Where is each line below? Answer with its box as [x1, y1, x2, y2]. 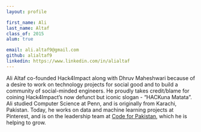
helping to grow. [6, 119, 46, 126]
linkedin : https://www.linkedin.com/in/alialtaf [6, 58, 130, 64]
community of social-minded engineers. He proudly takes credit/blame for [6, 87, 190, 94]
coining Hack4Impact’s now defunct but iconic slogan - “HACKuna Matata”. [6, 93, 192, 100]
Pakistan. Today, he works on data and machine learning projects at [6, 106, 174, 113]
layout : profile [6, 8, 47, 15]
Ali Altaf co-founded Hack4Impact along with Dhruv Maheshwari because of [6, 74, 196, 81]
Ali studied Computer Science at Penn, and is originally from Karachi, [6, 100, 177, 107]
